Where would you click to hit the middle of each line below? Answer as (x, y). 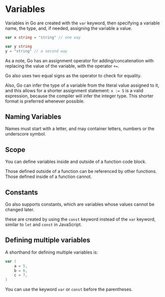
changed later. (20, 210)
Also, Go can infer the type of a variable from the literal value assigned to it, (82, 85)
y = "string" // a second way (36, 51)
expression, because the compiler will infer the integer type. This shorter (79, 96)
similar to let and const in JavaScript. (44, 224)
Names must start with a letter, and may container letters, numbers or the (80, 129)
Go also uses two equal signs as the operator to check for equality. (73, 75)
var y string (19, 46)
